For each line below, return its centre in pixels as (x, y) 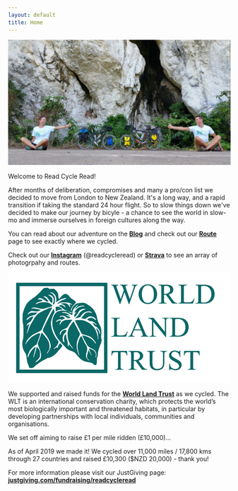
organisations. (29, 424)
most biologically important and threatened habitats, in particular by (107, 409)
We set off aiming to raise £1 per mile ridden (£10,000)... (90, 437)
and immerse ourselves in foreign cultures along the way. (102, 220)
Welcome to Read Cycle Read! (52, 176)
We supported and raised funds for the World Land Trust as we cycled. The (118, 393)
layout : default (32, 15)
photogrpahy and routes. (44, 262)
